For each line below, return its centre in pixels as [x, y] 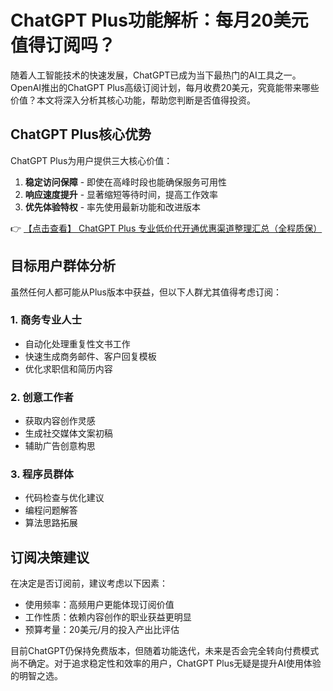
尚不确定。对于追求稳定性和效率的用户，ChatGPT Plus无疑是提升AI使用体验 [166, 663]
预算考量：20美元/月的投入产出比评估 [102, 630]
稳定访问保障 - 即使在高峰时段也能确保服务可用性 [126, 182]
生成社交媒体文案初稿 [68, 433]
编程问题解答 [51, 510]
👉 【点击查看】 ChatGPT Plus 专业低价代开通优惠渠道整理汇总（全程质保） [166, 228]
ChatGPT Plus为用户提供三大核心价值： [91, 160]
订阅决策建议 [50, 557]
